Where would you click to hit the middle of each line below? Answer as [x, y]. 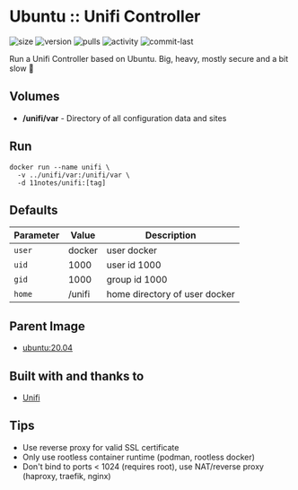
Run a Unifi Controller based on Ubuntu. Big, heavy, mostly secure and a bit [149, 58]
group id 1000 [137, 280]
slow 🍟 [22, 68]
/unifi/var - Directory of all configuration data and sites [124, 118]
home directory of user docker [171, 294]
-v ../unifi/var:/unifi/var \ [74, 175]
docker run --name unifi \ [60, 167]
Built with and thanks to [77, 376]
